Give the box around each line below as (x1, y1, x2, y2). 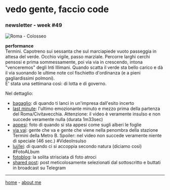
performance (5, 43, 34, 49)
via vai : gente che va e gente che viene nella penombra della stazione (12, 127, 158, 133)
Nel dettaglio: (5, 90, 33, 97)
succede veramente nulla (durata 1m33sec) (12, 117, 103, 123)
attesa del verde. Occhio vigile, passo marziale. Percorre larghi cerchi (5, 54, 150, 60)
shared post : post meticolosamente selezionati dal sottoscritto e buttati (12, 160, 161, 166)
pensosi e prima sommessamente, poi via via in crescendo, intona (5, 59, 143, 65)
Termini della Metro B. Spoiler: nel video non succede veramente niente (12, 133, 162, 139)
